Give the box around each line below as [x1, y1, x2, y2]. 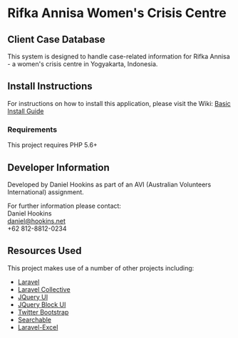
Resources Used [7, 245, 82, 257]
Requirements [7, 125, 58, 134]
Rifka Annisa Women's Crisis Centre [7, 5, 227, 21]
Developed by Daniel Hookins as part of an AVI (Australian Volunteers [7, 180, 212, 189]
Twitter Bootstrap [17, 307, 69, 316]
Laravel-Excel [17, 322, 58, 332]
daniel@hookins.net [7, 216, 66, 225]
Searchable [17, 315, 52, 324]
